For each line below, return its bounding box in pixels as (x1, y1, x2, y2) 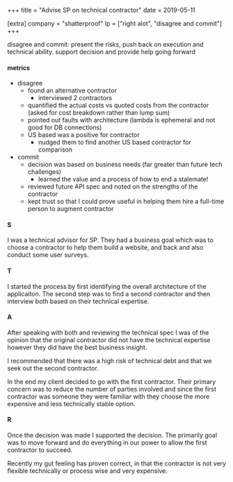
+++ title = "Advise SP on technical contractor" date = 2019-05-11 (7, 6, 196, 14)
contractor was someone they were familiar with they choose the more (7, 392, 210, 401)
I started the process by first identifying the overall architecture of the (7, 282, 207, 291)
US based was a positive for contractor (27, 131, 140, 139)
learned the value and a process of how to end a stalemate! (38, 175, 209, 184)
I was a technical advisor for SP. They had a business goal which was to (7, 236, 214, 244)
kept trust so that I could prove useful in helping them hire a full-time (27, 198, 225, 206)
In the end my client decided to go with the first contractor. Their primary (7, 377, 216, 385)
